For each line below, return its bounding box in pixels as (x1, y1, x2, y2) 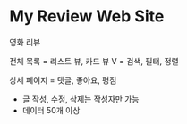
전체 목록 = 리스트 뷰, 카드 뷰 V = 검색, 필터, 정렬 (9, 55, 179, 66)
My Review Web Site (9, 6, 165, 27)
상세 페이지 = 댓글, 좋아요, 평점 (9, 74, 117, 86)
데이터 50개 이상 (21, 104, 81, 115)
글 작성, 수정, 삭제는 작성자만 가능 (21, 94, 140, 104)
